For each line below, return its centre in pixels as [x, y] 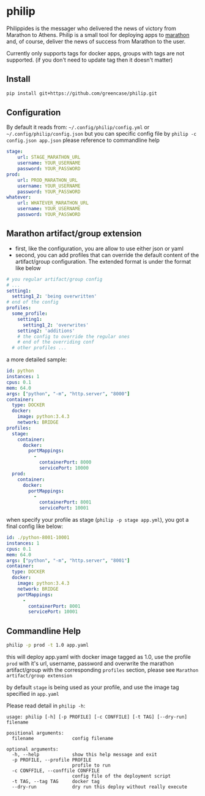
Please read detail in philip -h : [46, 706]
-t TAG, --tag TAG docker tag [56, 781]
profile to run [91, 765]
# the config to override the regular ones [74, 336]
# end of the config [33, 302]
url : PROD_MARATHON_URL [48, 180]
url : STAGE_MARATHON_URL [49, 157]
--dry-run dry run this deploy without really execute [100, 787]
